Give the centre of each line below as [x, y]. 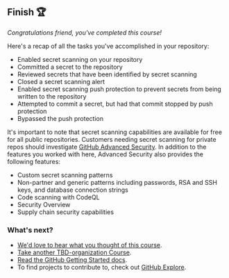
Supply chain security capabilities [66, 212]
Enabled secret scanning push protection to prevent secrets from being [119, 89]
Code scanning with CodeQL [58, 197]
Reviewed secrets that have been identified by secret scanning [107, 74]
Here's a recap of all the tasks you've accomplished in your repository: [108, 46]
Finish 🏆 [27, 12]
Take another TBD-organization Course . [74, 252]
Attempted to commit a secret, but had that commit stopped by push [115, 104]
